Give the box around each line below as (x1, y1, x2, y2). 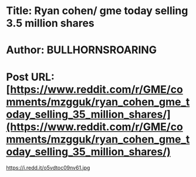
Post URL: (6, 70, 55, 83)
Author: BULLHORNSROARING (6, 43, 157, 57)
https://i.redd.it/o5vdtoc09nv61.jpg (6, 164, 90, 171)
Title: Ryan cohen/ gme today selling (6, 4, 188, 18)
